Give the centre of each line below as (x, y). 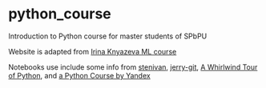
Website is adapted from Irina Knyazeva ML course (93, 51)
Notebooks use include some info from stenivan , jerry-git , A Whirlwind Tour (133, 67)
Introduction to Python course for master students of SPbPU (108, 36)
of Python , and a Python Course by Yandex (79, 75)
